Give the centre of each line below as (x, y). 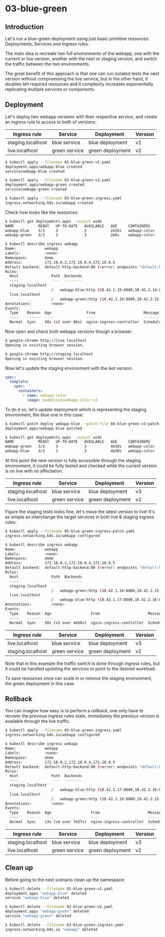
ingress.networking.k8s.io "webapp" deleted (51, 929)
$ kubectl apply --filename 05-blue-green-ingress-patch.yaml (70, 531)
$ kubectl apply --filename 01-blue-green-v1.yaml (58, 162)
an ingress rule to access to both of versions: (51, 122)
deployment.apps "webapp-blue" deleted (46, 893)
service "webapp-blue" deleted (37, 898)
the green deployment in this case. (40, 683)
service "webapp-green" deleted (38, 916)
